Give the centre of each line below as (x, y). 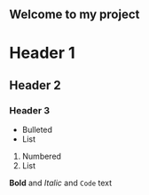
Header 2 (35, 85)
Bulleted (37, 130)
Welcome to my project (74, 15)
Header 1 (42, 53)
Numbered (42, 156)
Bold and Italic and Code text (61, 183)
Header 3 (30, 110)
